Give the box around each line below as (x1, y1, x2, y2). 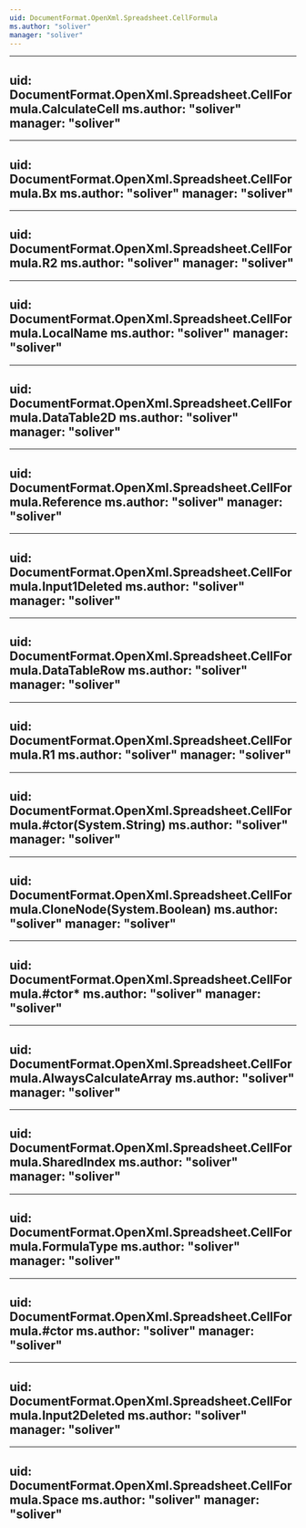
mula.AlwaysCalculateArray (9, 1070, 173, 1086)
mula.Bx (9, 185, 57, 201)
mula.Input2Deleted (9, 1408, 126, 1423)
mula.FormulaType (9, 1239, 118, 1255)
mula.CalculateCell (9, 101, 120, 117)
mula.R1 (9, 748, 56, 763)
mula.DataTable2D (9, 410, 117, 425)
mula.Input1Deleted (9, 579, 123, 594)
